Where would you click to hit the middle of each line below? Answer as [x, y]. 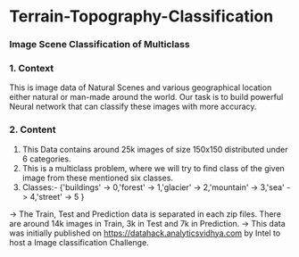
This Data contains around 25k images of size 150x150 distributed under [155, 149]
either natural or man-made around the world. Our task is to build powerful [146, 97]
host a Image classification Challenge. [79, 242]
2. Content [33, 129]
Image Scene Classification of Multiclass [100, 45]
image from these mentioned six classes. [98, 178]
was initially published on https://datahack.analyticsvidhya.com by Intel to [145, 233]
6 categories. [46, 159]
